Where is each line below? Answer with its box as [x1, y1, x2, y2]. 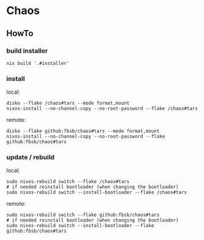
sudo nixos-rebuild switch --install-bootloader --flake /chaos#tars [6, 189, 188, 196]
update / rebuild [6, 153, 55, 162]
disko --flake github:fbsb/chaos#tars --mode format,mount [6, 128, 160, 135]
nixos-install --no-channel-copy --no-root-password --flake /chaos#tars [6, 105, 199, 112]
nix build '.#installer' [6, 60, 70, 66]
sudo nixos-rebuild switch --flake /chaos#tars [6, 179, 130, 185]
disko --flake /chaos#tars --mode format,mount [6, 100, 130, 107]
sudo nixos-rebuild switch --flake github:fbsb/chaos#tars [6, 212, 160, 218]
